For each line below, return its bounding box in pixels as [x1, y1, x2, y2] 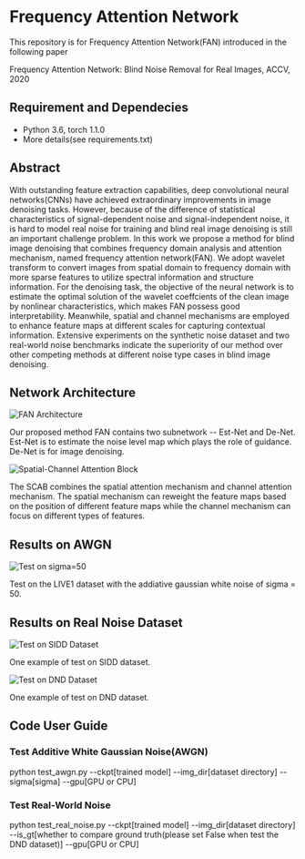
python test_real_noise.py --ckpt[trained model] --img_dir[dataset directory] [9, 819, 296, 830]
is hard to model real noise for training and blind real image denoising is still [9, 223, 293, 234]
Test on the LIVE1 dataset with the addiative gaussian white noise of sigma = [9, 578, 296, 589]
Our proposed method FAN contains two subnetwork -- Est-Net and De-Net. [9, 426, 296, 438]
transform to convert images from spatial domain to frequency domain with [9, 261, 291, 272]
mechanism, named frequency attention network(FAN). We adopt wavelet [9, 252, 285, 263]
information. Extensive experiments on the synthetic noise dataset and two [9, 330, 290, 341]
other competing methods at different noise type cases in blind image [9, 349, 271, 360]
